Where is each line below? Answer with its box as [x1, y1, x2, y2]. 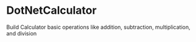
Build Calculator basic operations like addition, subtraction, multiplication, [6, 23, 191, 31]
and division [6, 29, 37, 37]
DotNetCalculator [6, 4, 97, 17]
